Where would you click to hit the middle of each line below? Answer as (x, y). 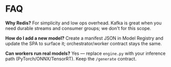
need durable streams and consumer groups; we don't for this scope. (78, 28)
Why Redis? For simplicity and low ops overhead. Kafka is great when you (83, 23)
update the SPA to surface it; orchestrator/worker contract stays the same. (84, 43)
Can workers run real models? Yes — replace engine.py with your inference (86, 53)
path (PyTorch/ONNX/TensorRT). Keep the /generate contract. (71, 58)
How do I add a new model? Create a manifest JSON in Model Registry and (84, 38)
